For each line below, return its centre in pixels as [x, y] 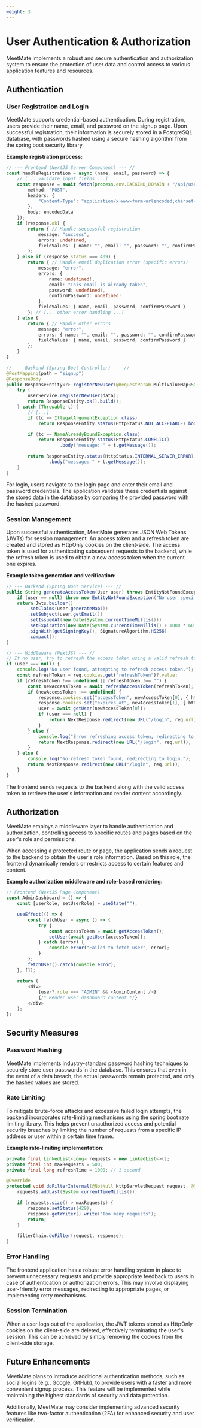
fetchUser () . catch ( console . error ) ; [72, 964]
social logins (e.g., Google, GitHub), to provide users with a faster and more [99, 1382]
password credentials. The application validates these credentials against [97, 491]
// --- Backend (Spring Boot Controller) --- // [68, 368]
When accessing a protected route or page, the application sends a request [99, 851]
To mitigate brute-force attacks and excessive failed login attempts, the [94, 1111]
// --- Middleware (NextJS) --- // [51, 653]
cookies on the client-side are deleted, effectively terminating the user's [95, 1330]
